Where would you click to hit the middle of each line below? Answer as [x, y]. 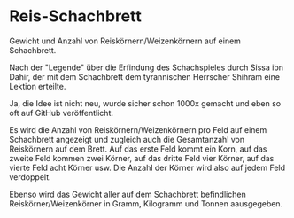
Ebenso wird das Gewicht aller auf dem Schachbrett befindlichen [128, 194]
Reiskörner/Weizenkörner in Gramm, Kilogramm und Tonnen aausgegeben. [146, 203]
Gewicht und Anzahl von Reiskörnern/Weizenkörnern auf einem [125, 41]
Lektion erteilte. [38, 86]
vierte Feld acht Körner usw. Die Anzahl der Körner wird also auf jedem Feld [147, 167]
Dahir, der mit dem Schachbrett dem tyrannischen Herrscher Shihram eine [145, 76]
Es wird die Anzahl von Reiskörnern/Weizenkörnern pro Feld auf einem [138, 129]
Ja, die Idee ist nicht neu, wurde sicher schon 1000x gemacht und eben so [145, 103]
